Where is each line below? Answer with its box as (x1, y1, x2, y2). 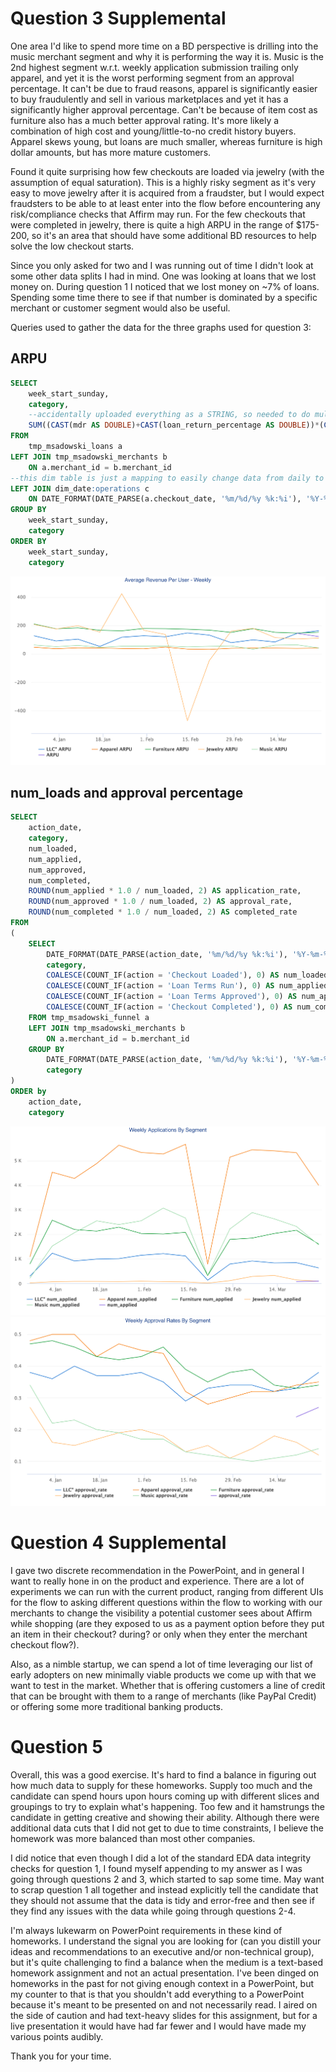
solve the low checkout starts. (10, 240, 135, 252)
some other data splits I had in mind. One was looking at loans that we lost (10, 270, 317, 282)
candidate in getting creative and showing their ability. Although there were (10, 1811, 320, 1823)
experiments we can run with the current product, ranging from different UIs (10, 1585, 324, 1597)
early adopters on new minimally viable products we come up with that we (10, 1668, 317, 1681)
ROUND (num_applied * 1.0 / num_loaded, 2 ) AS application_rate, (28, 886, 302, 896)
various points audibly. (10, 2030, 104, 2042)
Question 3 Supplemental (10, 7, 227, 30)
